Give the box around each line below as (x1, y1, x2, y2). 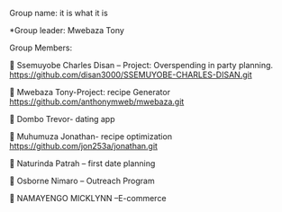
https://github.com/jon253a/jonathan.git (9, 141, 158, 151)
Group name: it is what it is (9, 8, 108, 18)
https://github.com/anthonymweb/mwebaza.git (9, 96, 185, 107)
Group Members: (9, 42, 73, 53)
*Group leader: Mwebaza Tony (9, 25, 124, 35)
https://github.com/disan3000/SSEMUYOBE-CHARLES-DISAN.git (9, 69, 252, 80)
